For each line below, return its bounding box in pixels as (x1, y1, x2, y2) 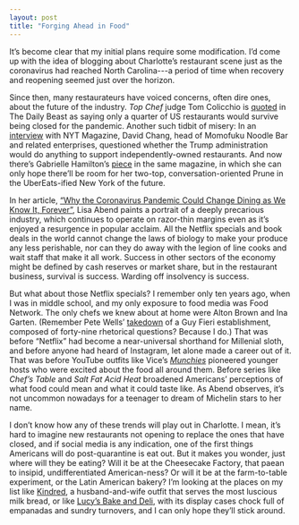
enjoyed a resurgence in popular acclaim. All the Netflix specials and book (9, 223, 283, 233)
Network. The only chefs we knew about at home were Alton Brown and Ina (9, 307, 288, 318)
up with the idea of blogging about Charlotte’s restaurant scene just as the (9, 55, 283, 66)
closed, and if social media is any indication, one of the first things (9, 438, 253, 449)
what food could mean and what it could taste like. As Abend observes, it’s (9, 383, 285, 394)
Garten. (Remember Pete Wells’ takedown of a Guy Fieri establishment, (9, 317, 271, 327)
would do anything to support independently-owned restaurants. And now (9, 148, 283, 159)
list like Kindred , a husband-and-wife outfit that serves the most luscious (9, 486, 278, 496)
